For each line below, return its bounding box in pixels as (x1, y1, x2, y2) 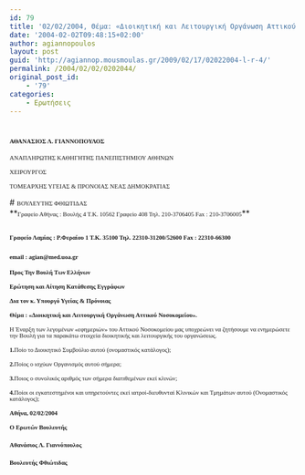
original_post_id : (9, 73, 79, 82)
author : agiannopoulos (9, 38, 96, 48)
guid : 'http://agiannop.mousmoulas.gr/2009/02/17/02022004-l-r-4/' (9, 56, 272, 65)
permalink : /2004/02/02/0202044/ (9, 65, 137, 74)
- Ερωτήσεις (26, 98, 71, 108)
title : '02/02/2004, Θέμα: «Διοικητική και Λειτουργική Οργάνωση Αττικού (9, 22, 297, 31)
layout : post (9, 47, 59, 57)
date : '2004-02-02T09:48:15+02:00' (9, 30, 145, 39)
